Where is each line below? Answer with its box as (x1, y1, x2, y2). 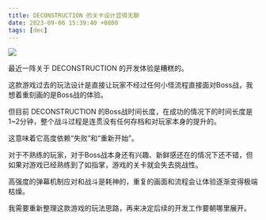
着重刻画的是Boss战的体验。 (14, 90, 108, 99)
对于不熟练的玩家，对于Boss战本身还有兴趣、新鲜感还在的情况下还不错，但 (8, 151, 253, 160)
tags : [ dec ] (8, 26, 47, 34)
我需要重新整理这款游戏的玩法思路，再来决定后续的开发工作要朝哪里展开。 (8, 203, 251, 213)
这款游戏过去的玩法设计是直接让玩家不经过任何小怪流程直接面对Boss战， (8, 80, 247, 90)
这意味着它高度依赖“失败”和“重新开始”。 (8, 133, 139, 143)
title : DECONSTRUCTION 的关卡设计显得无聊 (8, 11, 140, 20)
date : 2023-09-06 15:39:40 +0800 (8, 19, 119, 27)
